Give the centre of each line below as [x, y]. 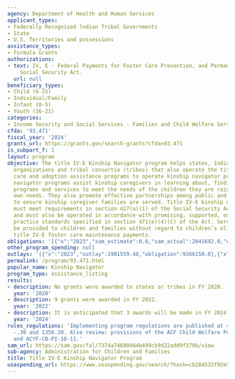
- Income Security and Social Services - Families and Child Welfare [111, 124]
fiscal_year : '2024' [37, 137]
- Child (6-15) [29, 92]
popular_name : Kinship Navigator [56, 267]
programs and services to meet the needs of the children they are [114, 189]
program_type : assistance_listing [58, 273]
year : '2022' [33, 306]
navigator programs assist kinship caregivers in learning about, [112, 183]
